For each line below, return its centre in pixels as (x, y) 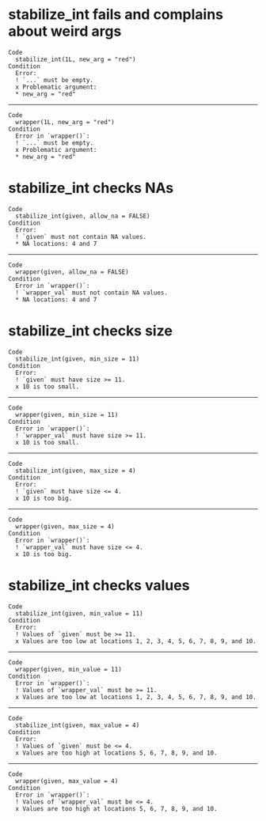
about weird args (65, 31)
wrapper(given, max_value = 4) (67, 781)
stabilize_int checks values (99, 585)
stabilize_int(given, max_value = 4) (78, 725)
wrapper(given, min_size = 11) (67, 414)
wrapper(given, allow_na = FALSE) (72, 272)
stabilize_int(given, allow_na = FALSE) (83, 216)
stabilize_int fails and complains (116, 15)
